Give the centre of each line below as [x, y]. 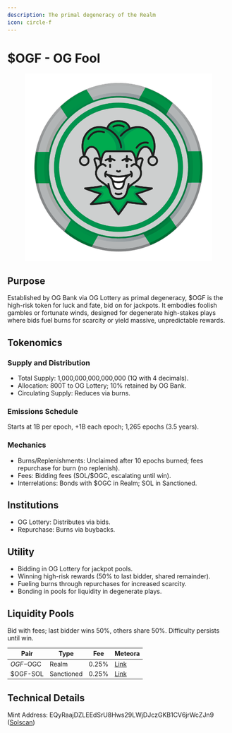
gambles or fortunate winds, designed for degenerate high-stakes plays [112, 313]
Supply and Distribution [49, 362]
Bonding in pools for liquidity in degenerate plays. [90, 591]
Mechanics [27, 445]
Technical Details [46, 698]
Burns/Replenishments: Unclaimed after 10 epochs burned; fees [110, 460]
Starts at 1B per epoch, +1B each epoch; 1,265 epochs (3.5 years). [103, 427]
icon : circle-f [30, 22]
